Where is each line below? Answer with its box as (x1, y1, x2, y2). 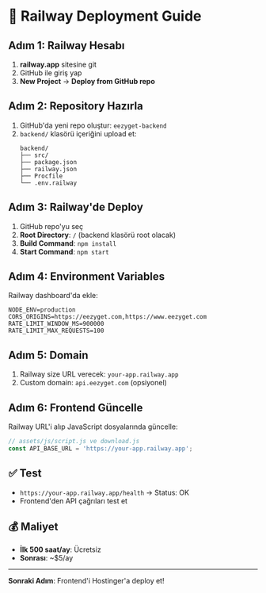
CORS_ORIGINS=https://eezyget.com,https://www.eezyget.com (8, 313, 207, 321)
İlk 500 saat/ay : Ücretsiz (19, 545, 101, 554)
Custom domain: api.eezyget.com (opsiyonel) (19, 378, 168, 388)
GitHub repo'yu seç (19, 221, 84, 231)
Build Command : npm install (19, 238, 117, 248)
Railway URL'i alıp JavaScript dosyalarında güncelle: (8, 422, 178, 431)
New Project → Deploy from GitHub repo (19, 77, 156, 86)
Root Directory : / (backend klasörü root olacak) (19, 230, 177, 239)
